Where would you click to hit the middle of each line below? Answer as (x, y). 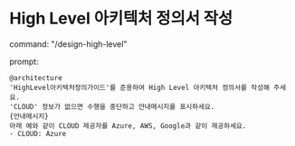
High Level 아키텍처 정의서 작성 (121, 18)
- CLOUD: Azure (38, 133)
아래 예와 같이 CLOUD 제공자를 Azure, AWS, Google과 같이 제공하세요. (128, 126)
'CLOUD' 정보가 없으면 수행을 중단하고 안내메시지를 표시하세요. (112, 106)
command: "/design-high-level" (68, 44)
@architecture (36, 78)
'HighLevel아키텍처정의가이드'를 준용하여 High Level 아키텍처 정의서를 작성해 (139, 87)
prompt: (24, 61)
